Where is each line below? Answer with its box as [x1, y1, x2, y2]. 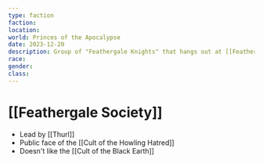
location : [8, 26, 41, 34]
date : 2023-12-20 [8, 41, 65, 49]
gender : [8, 63, 34, 71]
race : [8, 56, 26, 63]
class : [8, 70, 30, 78]
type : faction [8, 11, 55, 20]
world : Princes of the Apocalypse [8, 33, 121, 42]
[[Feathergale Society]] [8, 103, 163, 121]
